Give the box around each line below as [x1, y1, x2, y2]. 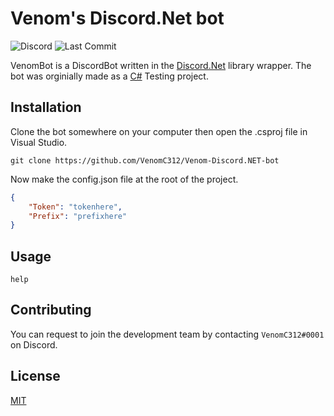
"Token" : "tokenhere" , [28, 202, 123, 212]
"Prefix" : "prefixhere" [28, 211, 128, 221]
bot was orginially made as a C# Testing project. [10, 70, 209, 82]
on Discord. [10, 338, 58, 351]
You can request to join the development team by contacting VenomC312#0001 [10, 328, 325, 340]
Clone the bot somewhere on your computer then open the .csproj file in [10, 125, 308, 137]
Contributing [10, 302, 92, 319]
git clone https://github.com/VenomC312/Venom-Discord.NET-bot [10, 155, 280, 166]
